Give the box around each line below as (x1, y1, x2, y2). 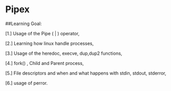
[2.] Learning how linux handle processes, (5, 40, 94, 47)
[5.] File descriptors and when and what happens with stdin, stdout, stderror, (5, 70, 166, 76)
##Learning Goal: (5, 20, 42, 27)
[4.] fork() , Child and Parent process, (5, 60, 84, 66)
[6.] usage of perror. (5, 80, 48, 86)
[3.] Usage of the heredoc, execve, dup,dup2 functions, (5, 50, 123, 56)
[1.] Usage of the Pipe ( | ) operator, (5, 30, 80, 36)
